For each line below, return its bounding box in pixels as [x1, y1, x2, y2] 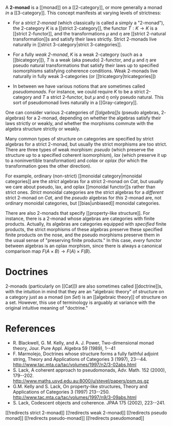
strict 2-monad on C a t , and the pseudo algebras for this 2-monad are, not [5, 195, 162, 200]
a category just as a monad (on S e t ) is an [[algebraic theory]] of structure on [5, 294, 167, 300]
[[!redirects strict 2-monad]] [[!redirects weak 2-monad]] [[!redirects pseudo [5, 410, 167, 416]
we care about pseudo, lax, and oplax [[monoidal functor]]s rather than [5, 184, 156, 190]
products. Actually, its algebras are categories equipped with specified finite [5, 221, 167, 227]
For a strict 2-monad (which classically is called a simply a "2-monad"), [12, 20, 164, 26]
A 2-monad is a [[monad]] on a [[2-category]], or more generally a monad [5, 5, 163, 10]
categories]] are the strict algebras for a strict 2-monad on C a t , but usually [5, 178, 164, 184]
